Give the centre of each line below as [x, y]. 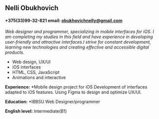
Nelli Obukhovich [32, 8]
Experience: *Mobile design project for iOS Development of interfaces [76, 87]
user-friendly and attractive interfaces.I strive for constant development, [78, 42]
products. [15, 52]
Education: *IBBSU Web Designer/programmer [53, 101]
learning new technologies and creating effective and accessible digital [77, 47]
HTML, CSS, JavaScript [36, 72]
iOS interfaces [26, 67]
